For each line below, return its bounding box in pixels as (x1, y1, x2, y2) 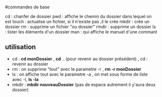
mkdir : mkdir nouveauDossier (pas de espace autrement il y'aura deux (12, 81, 156, 87)
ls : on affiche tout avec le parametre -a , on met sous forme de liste (12, 71, 148, 77)
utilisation (5, 43, 36, 51)
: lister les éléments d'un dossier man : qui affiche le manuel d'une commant (5, 29, 158, 34)
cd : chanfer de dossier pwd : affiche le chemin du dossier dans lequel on (5, 14, 152, 19)
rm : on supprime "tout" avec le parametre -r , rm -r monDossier (12, 66, 142, 72)
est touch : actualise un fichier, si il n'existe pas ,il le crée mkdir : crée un (5, 19, 150, 24)
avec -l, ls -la (12, 76, 39, 82)
